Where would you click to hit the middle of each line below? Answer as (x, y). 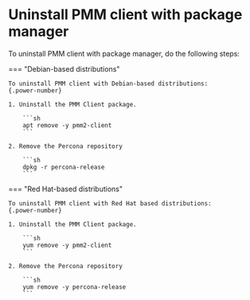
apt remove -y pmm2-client (67, 125)
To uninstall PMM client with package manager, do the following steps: (124, 53)
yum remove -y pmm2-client (67, 245)
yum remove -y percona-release (74, 287)
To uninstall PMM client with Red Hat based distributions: (110, 203)
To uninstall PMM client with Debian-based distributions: (108, 84)
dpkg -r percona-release (64, 167)
